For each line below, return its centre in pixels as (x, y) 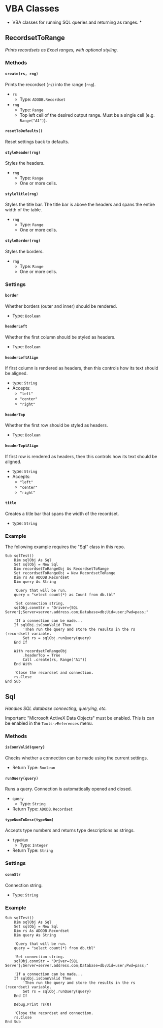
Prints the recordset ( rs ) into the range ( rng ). (50, 84)
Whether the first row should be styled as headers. (57, 425)
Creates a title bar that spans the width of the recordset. (62, 514)
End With (23, 664)
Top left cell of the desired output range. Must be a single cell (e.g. (87, 115)
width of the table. (24, 210)
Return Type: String (33, 850)
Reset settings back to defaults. (37, 142)
